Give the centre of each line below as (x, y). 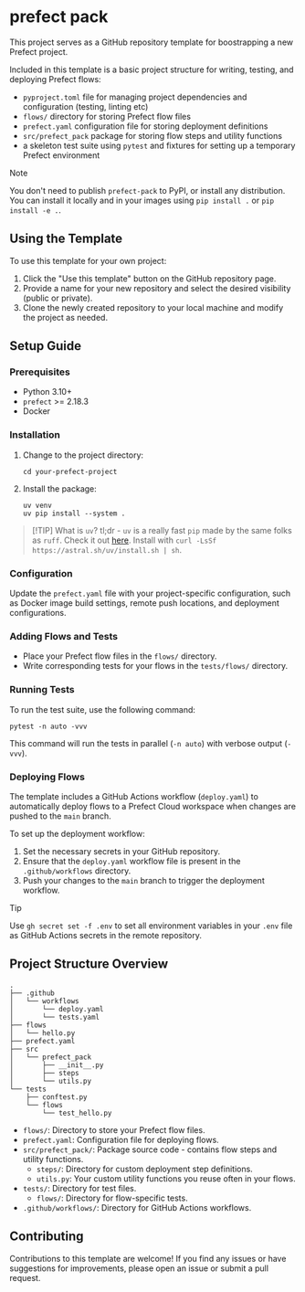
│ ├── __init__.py (57, 1065)
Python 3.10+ (47, 392)
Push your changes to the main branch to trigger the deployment (143, 880)
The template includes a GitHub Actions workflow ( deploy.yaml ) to (134, 796)
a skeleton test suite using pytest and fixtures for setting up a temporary (159, 145)
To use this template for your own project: (88, 260)
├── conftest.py (57, 1097)
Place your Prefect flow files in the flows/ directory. (120, 656)
